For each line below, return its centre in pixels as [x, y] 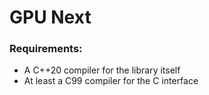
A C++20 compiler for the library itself [102, 70]
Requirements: [46, 49]
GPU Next [50, 17]
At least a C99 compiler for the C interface [111, 81]
